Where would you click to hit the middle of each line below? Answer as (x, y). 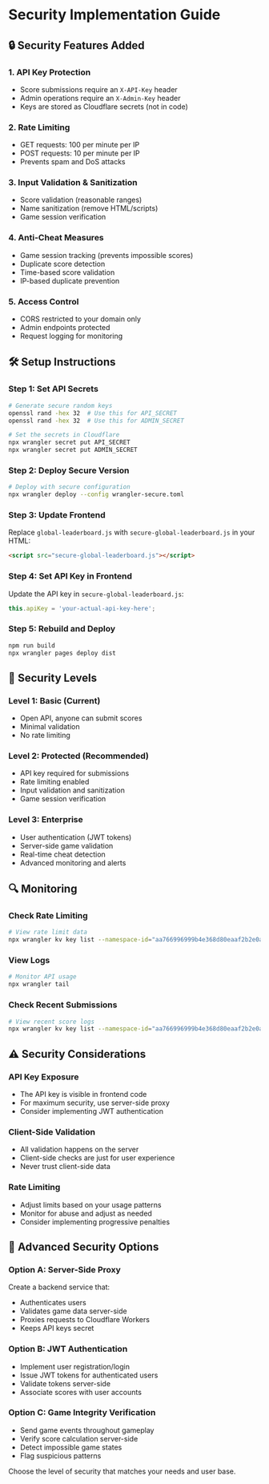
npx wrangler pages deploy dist (62, 653)
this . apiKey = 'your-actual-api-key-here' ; (82, 608)
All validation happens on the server (79, 1149)
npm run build (32, 645)
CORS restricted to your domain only (80, 319)
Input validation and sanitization (72, 790)
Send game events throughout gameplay (87, 1430)
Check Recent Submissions (63, 1005)
